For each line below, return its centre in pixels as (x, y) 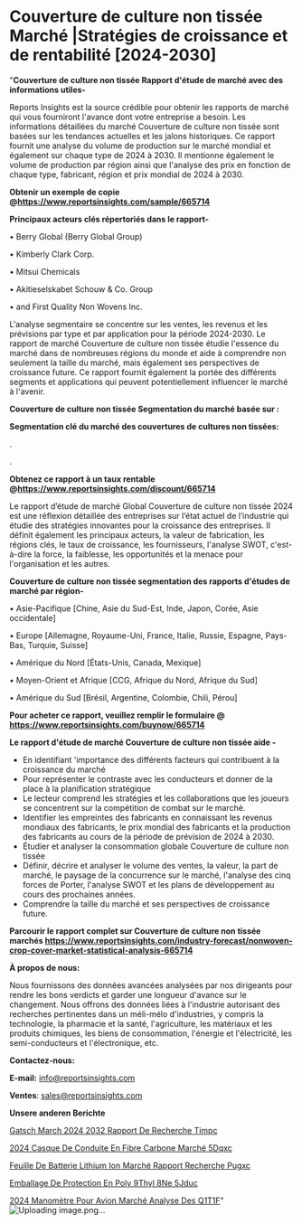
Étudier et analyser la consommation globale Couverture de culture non (156, 846)
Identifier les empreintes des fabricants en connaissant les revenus (147, 817)
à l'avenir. (27, 391)
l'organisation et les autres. (60, 563)
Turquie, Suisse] (58, 645)
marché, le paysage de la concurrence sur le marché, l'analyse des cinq (156, 875)
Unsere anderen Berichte (57, 1113)
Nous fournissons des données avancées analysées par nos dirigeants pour (151, 985)
